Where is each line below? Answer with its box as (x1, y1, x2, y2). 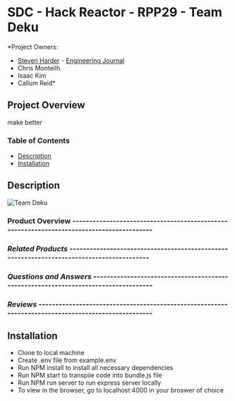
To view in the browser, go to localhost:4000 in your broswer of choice (17, 386, 224, 395)
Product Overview (7, 216, 71, 226)
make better (7, 118, 42, 126)
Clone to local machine (17, 349, 85, 357)
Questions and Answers (7, 271, 92, 281)
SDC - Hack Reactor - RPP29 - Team (7, 4, 222, 20)
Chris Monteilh (17, 64, 61, 72)
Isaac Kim (17, 71, 47, 80)
